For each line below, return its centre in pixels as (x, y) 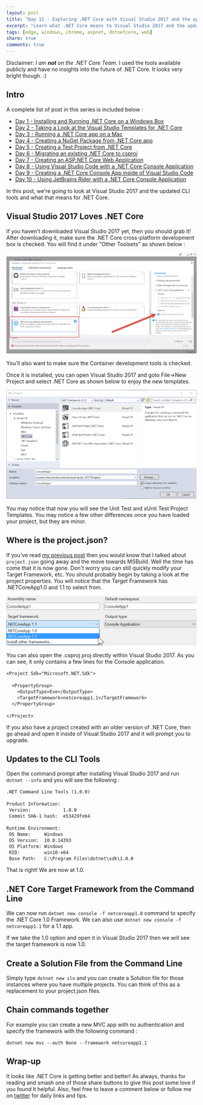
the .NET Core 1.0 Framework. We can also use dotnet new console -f (94, 920)
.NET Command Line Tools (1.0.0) (48, 792)
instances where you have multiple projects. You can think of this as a (93, 985)
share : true (21, 39)
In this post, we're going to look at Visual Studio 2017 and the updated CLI (98, 191)
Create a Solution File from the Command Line (95, 963)
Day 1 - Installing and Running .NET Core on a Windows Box (89, 121)
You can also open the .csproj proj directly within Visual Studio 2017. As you (100, 655)
